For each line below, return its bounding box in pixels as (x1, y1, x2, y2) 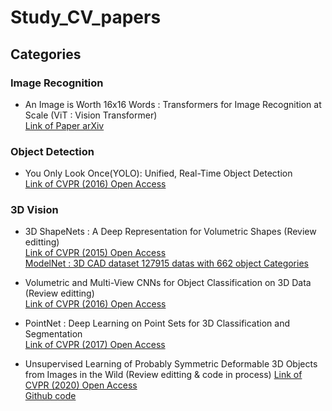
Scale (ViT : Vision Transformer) (24, 109, 158, 121)
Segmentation (24, 328, 83, 340)
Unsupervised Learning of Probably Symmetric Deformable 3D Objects (24, 358, 318, 370)
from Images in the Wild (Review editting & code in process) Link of (24, 369, 303, 381)
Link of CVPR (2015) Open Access (24, 247, 167, 259)
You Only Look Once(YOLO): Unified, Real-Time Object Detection (24, 167, 293, 180)
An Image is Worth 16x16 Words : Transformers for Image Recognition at (24, 98, 322, 110)
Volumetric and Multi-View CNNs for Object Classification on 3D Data (24, 277, 312, 289)
